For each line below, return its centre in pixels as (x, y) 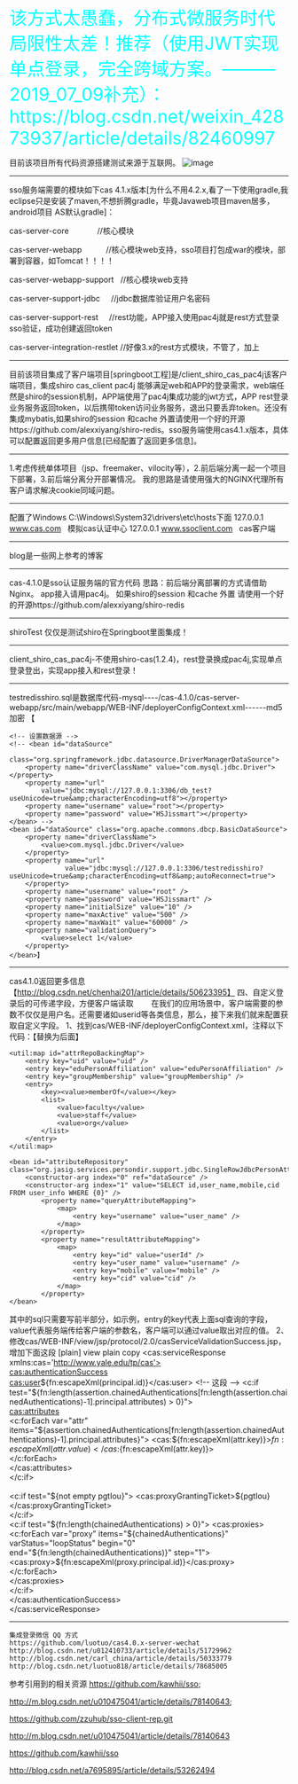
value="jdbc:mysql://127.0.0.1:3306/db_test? (127, 791)
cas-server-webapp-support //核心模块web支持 (99, 279)
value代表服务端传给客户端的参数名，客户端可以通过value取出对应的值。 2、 (149, 1330)
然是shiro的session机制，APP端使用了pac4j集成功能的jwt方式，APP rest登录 (149, 396)
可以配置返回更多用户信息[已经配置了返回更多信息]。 (106, 441)
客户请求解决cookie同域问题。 (64, 490)
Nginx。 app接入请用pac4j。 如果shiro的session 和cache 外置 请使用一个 (143, 594)
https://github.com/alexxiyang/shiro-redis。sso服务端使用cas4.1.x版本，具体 (149, 430)
